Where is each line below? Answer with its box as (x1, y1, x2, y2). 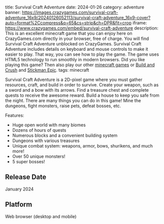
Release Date (5, 173, 47, 182)
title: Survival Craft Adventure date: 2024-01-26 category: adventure (5, 4, 144, 10)
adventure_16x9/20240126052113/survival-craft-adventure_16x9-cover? (5, 15, 151, 20)
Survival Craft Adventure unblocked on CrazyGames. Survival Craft (5, 41, 142, 46)
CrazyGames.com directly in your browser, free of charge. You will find (5, 36, 149, 41)
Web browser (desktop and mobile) (5, 213, 77, 219)
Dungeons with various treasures (12, 138, 80, 144)
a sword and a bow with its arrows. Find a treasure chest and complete (5, 87, 149, 93)
